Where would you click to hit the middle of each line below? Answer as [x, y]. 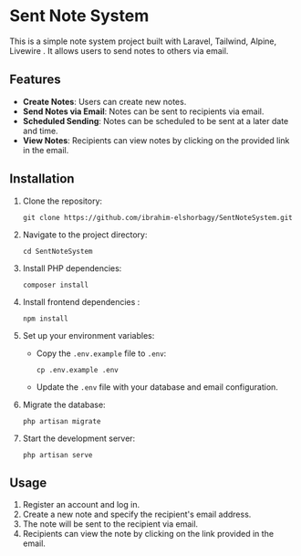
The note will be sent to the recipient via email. [110, 524]
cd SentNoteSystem [57, 251]
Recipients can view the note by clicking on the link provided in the [148, 534]
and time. [40, 131]
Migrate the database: [64, 404]
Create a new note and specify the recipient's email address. [137, 514]
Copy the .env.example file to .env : [101, 353]
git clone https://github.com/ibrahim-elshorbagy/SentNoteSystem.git [158, 217]
